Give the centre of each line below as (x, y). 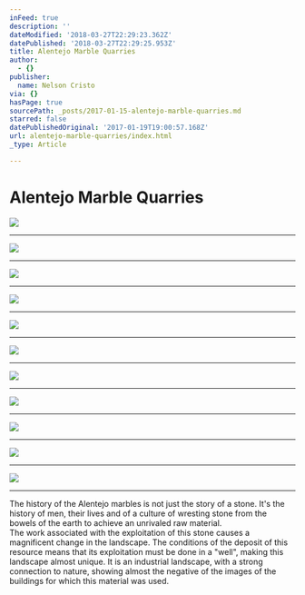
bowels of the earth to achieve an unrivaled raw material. (116, 522)
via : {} (24, 94)
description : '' (40, 26)
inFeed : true (34, 18)
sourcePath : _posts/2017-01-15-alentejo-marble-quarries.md (126, 111)
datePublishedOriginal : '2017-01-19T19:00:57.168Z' (109, 128)
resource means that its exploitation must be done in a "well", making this (147, 551)
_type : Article (38, 144)
